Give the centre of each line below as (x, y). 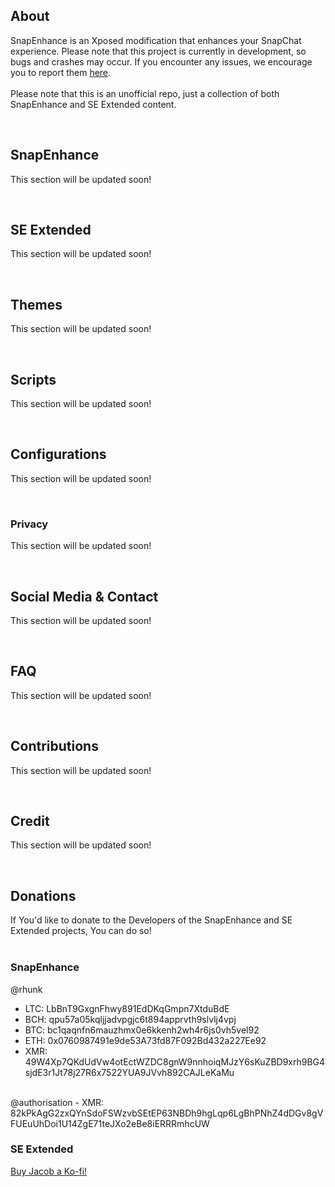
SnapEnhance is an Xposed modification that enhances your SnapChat (156, 40)
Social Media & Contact (84, 596)
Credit (30, 821)
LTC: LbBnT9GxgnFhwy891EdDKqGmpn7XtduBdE (127, 1008)
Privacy (29, 524)
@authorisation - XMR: (57, 1102)
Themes (36, 304)
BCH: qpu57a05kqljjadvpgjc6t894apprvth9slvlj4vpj (130, 1019)
